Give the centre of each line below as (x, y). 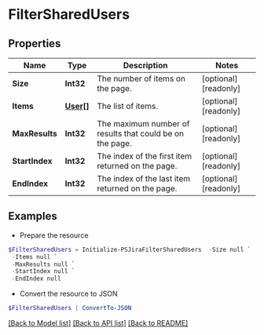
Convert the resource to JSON (68, 294)
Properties (35, 44)
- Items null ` (35, 257)
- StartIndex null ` (44, 271)
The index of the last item (144, 178)
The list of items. (128, 106)
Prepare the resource (54, 235)
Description (145, 66)
